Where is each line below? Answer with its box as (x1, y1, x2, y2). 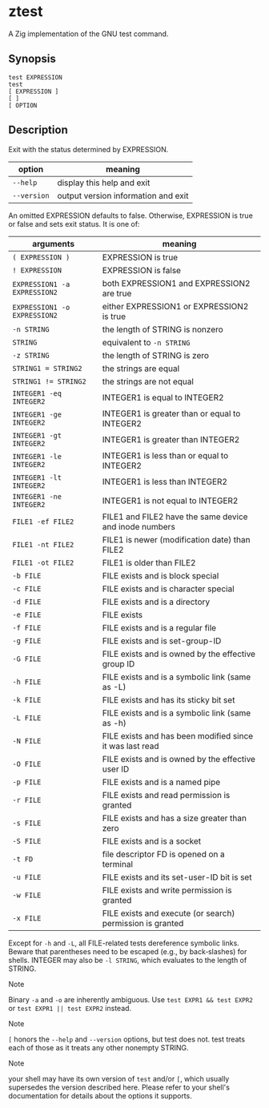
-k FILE (12, 695, 42, 704)
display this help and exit (57, 177, 151, 188)
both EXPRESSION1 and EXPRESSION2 (102, 277, 251, 288)
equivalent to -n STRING (102, 336, 191, 348)
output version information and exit (57, 190, 189, 201)
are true (102, 288, 132, 299)
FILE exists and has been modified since (102, 730, 254, 741)
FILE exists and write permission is (102, 884, 232, 896)
